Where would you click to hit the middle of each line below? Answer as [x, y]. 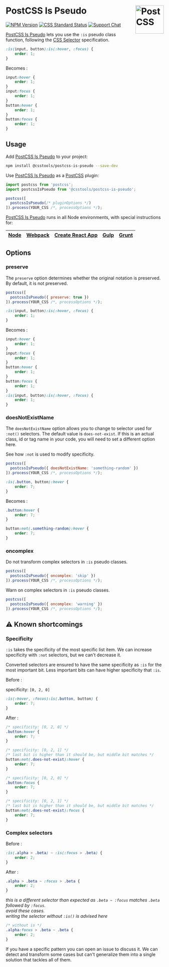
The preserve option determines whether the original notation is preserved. [83, 278]
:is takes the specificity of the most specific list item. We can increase [79, 650]
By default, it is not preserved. [37, 283]
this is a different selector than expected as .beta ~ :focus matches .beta [83, 900]
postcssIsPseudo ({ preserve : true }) [50, 297]
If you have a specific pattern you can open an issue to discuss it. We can [82, 949]
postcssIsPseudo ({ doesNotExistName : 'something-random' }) [74, 468]
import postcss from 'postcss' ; [39, 184]
